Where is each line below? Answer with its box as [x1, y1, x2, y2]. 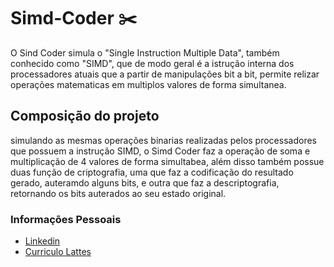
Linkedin [24, 235, 61, 247]
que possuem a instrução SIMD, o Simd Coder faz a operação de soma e [10, 145, 311, 157]
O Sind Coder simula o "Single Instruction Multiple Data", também [10, 46, 280, 59]
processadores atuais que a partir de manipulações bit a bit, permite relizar [10, 68, 320, 80]
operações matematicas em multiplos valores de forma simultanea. [10, 78, 287, 90]
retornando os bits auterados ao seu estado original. [10, 187, 227, 199]
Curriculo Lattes [24, 246, 92, 258]
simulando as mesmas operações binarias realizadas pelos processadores [10, 134, 317, 146]
